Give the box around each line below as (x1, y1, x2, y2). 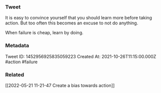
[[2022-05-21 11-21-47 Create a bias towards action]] (5, 82, 115, 88)
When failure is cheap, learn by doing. (5, 30, 83, 36)
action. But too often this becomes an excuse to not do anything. (5, 20, 138, 26)
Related (5, 71, 24, 78)
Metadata (5, 42, 29, 49)
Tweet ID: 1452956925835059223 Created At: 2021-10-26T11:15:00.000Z (5, 53, 156, 59)
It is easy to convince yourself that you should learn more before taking (5, 15, 152, 21)
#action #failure (5, 59, 38, 65)
